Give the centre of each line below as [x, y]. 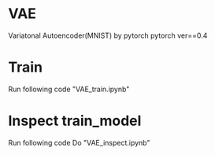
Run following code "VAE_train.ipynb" [69, 89]
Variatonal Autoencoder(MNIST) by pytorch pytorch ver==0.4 [108, 35]
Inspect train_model [75, 121]
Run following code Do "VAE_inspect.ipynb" [79, 142]
